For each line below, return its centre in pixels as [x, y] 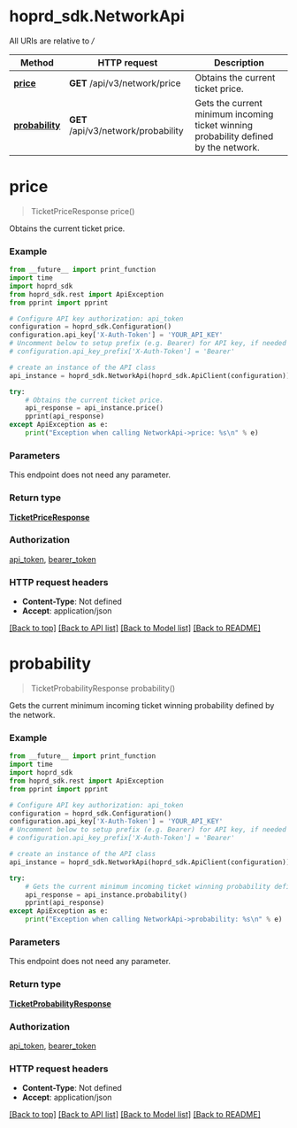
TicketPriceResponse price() [83, 211]
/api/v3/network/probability [126, 130]
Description [239, 62]
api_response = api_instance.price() [95, 408]
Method [38, 62]
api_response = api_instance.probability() [107, 895]
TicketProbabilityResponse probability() [103, 689]
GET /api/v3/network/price [125, 83]
